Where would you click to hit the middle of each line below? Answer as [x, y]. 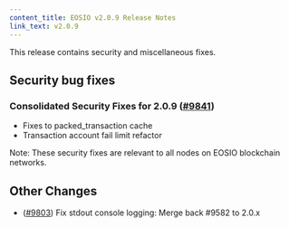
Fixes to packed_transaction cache [87, 126]
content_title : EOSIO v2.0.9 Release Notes [93, 18]
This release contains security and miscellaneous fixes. [113, 52]
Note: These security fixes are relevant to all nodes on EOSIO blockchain [145, 153]
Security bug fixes [63, 80]
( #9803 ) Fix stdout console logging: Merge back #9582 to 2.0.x [141, 213]
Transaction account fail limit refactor [92, 136]
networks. [28, 163]
